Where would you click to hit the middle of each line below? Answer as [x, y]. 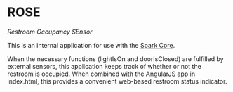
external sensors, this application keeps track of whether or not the [104, 66]
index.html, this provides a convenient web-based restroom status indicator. [117, 81]
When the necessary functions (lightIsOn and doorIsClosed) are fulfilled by [115, 59]
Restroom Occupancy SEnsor [50, 32]
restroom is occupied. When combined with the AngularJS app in [101, 74]
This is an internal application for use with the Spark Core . [91, 45]
